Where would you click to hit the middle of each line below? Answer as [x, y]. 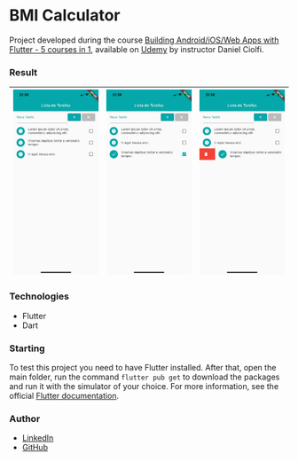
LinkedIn [38, 438]
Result [24, 72]
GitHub [35, 448]
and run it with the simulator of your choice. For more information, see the [144, 386]
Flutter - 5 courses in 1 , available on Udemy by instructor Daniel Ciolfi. [137, 49]
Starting [27, 348]
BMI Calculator [65, 16]
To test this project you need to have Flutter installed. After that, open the [143, 367]
